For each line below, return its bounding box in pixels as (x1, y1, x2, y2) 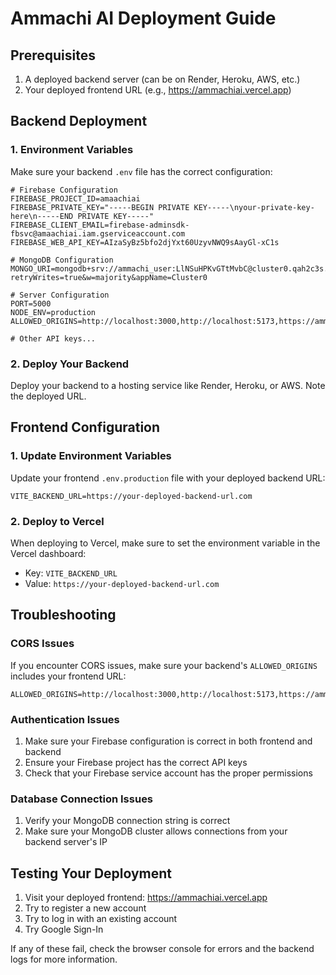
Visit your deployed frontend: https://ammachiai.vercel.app (24, 892, 268, 904)
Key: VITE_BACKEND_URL (24, 567, 118, 579)
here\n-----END (10, 211, 74, 221)
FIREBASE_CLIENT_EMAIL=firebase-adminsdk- (10, 220, 190, 230)
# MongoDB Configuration (10, 255, 114, 265)
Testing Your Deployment (10, 865, 173, 882)
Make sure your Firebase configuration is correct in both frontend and (24, 735, 313, 747)
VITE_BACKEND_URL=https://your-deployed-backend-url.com (10, 491, 253, 501)
